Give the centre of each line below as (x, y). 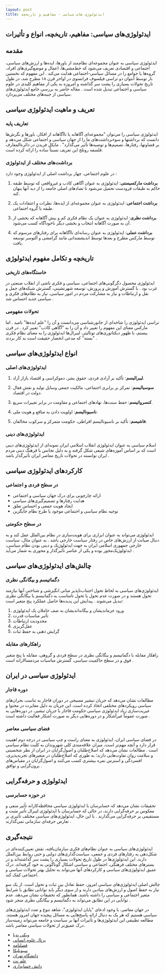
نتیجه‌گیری (19, 837)
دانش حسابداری (27, 966)
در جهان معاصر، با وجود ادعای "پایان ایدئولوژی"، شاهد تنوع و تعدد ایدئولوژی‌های (77, 910)
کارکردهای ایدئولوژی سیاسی (44, 471)
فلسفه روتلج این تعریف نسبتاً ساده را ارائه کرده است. (54, 150)
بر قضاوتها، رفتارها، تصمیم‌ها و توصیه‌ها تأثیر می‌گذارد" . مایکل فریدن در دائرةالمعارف (82, 145)
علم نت (19, 961)
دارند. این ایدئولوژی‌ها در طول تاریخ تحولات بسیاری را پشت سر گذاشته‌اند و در (76, 859)
